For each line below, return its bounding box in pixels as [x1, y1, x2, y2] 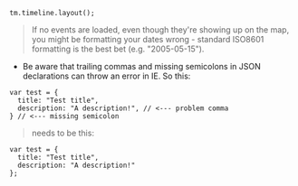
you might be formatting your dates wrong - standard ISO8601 [31, 34, 264, 44]
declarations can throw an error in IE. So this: [22, 70, 191, 81]
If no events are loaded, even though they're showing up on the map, [31, 24, 290, 35]
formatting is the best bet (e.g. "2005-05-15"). [31, 43, 205, 54]
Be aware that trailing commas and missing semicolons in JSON [22, 61, 261, 71]
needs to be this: [31, 127, 95, 138]
